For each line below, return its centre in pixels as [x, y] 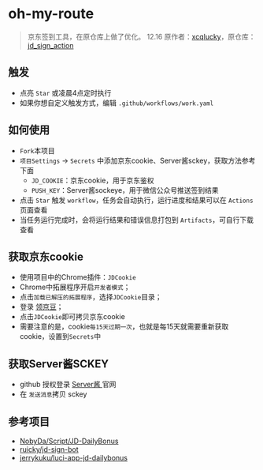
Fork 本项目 [37, 150]
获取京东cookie [46, 256]
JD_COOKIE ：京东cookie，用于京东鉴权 [93, 180]
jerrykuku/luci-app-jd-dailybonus [74, 458]
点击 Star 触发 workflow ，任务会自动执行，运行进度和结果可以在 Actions [136, 200]
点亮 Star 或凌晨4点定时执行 [65, 92]
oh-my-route [51, 14]
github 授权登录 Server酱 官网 [68, 385]
